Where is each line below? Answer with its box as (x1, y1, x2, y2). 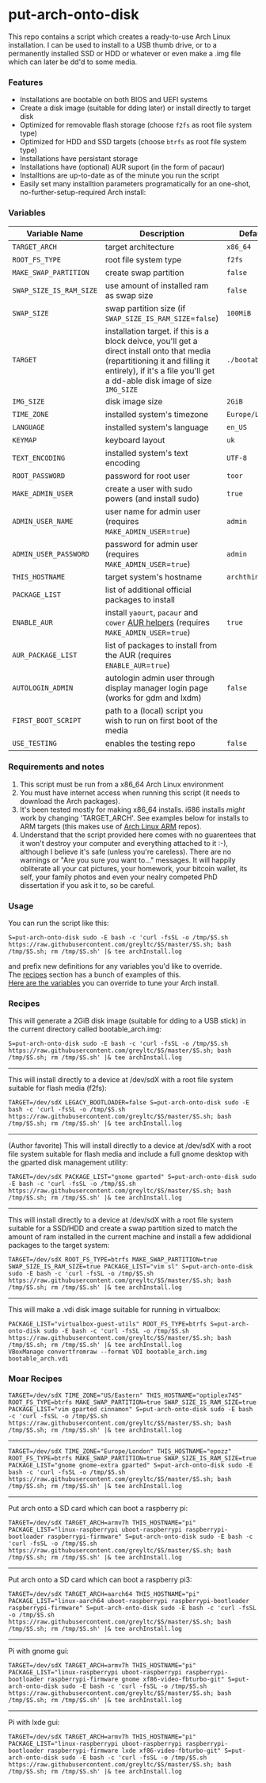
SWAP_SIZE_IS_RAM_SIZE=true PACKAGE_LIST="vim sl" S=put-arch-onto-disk (8, 1263, 253, 1271)
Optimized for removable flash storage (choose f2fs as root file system (19, 121, 252, 130)
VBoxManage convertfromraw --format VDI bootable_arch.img (8, 1348, 207, 1356)
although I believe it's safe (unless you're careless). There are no (19, 847, 232, 856)
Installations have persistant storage (19, 154, 139, 163)
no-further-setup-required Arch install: (19, 188, 146, 197)
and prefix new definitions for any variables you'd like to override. (8, 962, 222, 971)
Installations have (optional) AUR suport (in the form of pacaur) (19, 163, 226, 172)
